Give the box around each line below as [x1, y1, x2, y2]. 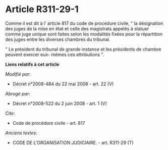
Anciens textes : [5, 130, 38, 136]
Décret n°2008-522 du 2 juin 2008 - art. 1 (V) [12, 100, 107, 107]
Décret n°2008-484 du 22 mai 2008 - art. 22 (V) [12, 81, 114, 87]
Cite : [5, 110, 15, 116]
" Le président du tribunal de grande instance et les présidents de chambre [5, 46, 161, 52]
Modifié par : [5, 71, 31, 77]
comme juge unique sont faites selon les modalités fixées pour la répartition [5, 31, 163, 37]
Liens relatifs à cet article [5, 61, 60, 67]
